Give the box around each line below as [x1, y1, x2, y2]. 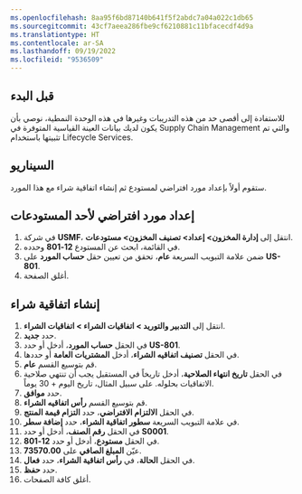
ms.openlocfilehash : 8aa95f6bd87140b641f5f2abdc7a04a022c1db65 [10, 13, 254, 23]
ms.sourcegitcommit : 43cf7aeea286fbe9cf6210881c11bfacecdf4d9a [10, 22, 254, 31]
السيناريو [10, 158, 54, 173]
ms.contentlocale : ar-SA [10, 38, 104, 48]
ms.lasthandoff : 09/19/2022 [10, 47, 117, 56]
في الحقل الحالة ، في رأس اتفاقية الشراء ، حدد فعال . [23, 455, 195, 466]
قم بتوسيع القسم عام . [23, 359, 98, 370]
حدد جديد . [23, 331, 57, 341]
